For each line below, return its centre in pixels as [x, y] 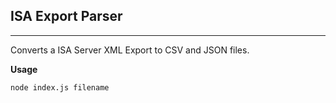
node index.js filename [60, 87]
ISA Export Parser [66, 16]
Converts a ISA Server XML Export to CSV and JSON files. [130, 50]
